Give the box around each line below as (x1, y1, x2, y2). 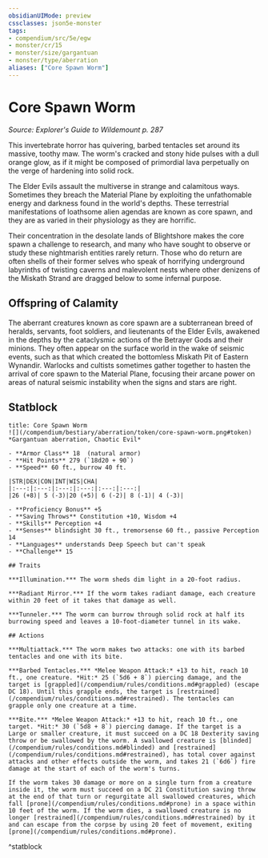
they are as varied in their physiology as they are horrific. (8, 215, 197, 225)
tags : (8, 26, 26, 34)
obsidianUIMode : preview (8, 11, 91, 20)
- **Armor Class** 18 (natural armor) (8, 450, 142, 458)
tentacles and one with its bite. (8, 653, 124, 661)
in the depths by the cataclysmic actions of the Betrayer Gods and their (8, 335, 244, 344)
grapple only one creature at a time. (8, 702, 138, 710)
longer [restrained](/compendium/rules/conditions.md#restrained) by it (8, 814, 256, 822)
